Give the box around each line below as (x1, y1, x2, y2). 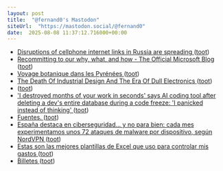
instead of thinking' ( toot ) (16, 106, 89, 114)
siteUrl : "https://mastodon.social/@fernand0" (7, 23, 146, 29)
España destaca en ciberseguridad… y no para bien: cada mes (16, 120, 194, 129)
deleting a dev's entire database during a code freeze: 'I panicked (16, 98, 204, 107)
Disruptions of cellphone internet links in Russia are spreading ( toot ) (16, 48, 210, 56)
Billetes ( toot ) (16, 157, 56, 165)
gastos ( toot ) (16, 150, 54, 158)
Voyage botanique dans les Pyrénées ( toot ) (16, 70, 140, 78)
